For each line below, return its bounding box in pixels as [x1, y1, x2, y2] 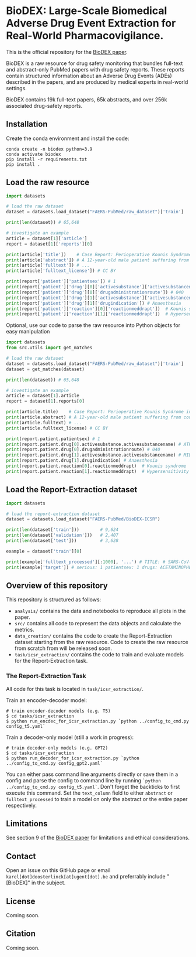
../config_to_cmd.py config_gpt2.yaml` [6, 760, 103, 766]
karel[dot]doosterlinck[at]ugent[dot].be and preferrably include [6, 873, 166, 880]
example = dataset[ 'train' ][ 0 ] [6, 548, 82, 554]
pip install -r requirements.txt [6, 156, 87, 162]
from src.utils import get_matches [6, 345, 93, 351]
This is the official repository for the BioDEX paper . [6, 48, 128, 55]
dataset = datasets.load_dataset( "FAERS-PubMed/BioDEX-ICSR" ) [6, 516, 160, 522]
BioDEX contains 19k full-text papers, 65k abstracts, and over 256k [6, 96, 167, 103]
